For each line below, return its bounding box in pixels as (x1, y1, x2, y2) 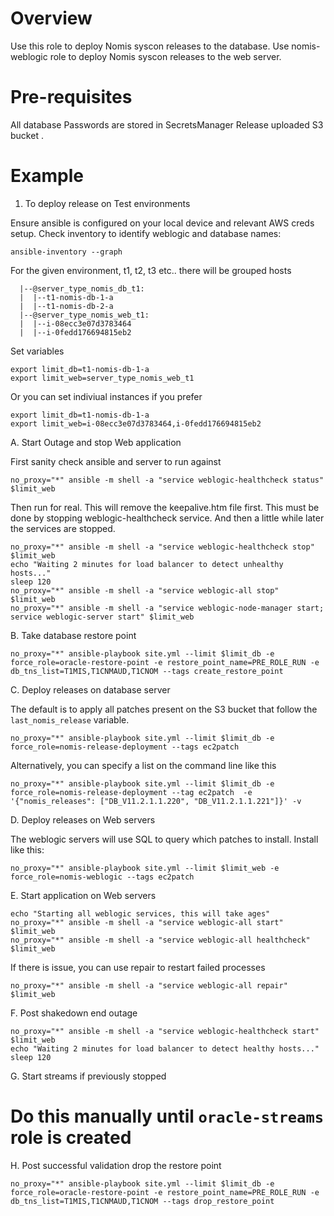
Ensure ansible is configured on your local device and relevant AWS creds (10, 217, 315, 229)
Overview (10, 7, 93, 30)
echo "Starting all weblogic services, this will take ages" (10, 908, 271, 919)
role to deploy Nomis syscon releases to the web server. (49, 50, 282, 62)
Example (10, 165, 84, 187)
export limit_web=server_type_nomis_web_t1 (10, 373, 195, 383)
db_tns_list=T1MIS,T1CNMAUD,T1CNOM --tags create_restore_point (10, 666, 284, 676)
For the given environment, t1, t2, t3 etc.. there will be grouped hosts (10, 264, 292, 276)
